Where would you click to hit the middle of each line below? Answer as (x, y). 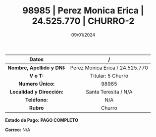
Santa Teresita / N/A (109, 91)
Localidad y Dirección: (36, 91)
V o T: (36, 76)
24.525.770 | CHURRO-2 (83, 21)
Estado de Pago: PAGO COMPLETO (42, 120)
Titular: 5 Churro (109, 76)
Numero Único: (37, 84)
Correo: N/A (18, 130)
